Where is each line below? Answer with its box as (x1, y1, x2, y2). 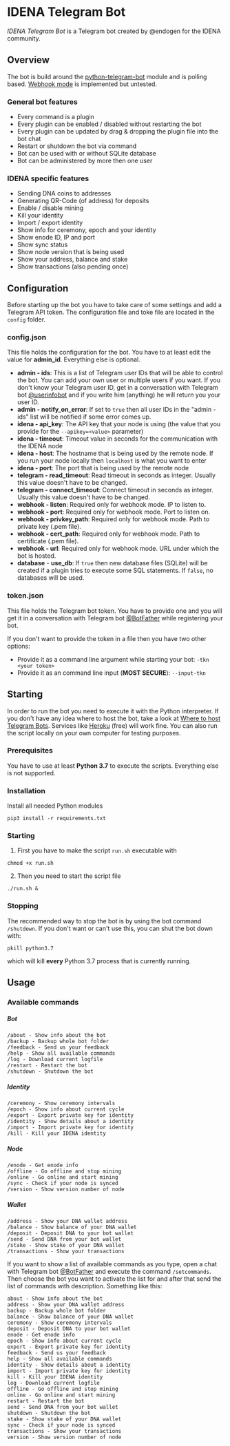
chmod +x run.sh (7, 860, 54, 867)
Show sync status (17, 240, 68, 249)
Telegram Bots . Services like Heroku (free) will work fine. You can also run (7, 721, 218, 730)
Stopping (7, 901, 39, 911)
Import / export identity (17, 218, 83, 227)
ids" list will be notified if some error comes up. (17, 412, 151, 421)
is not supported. (7, 768, 56, 777)
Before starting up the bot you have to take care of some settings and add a (7, 301, 222, 309)
